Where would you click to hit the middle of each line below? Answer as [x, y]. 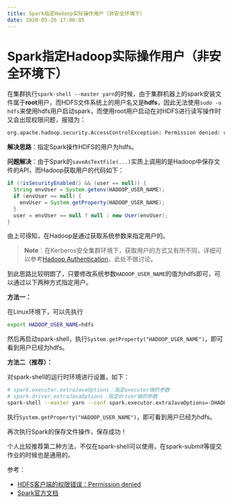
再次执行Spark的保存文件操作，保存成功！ [67, 432]
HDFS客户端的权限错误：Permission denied [79, 484]
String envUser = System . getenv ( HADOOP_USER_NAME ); [89, 190]
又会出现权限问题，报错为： [47, 120]
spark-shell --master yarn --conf [57, 403]
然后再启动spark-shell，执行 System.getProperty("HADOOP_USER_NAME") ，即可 [115, 339]
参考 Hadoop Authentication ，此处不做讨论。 [93, 259]
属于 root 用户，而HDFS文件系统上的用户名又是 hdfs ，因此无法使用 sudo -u [117, 103]
